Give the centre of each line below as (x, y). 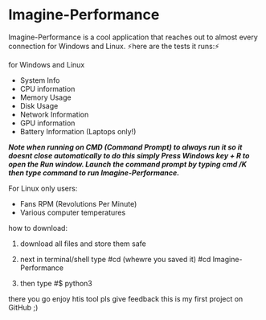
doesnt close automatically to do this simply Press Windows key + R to (129, 155)
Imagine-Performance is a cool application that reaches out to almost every (133, 37)
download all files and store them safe (83, 244)
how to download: (38, 228)
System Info (40, 80)
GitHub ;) (23, 307)
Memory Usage (45, 97)
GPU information (47, 123)
